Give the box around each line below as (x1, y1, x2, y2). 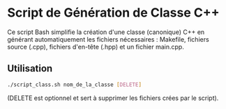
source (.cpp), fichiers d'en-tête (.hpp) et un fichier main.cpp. (7, 42, 185, 51)
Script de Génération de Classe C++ (7, 5, 220, 21)
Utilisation (7, 62, 53, 74)
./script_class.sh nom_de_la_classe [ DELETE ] (7, 81, 142, 88)
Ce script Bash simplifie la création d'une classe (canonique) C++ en (7, 28, 205, 36)
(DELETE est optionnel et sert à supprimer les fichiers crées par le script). (7, 94, 219, 102)
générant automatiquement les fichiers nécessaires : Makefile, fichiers (7, 35, 209, 43)
